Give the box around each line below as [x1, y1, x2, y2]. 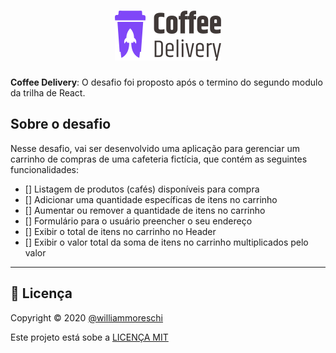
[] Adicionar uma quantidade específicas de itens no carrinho [24, 193, 278, 205]
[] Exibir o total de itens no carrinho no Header [24, 225, 217, 237]
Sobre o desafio [10, 116, 112, 133]
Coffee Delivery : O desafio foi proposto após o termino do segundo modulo [10, 76, 323, 88]
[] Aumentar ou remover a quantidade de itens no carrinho [24, 204, 266, 216]
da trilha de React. [10, 86, 86, 99]
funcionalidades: [10, 163, 80, 175]
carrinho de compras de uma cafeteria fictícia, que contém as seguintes [10, 153, 308, 165]
